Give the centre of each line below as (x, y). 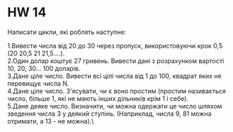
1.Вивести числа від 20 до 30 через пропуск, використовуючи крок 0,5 (115, 45)
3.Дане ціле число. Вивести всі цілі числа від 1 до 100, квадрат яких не (114, 76)
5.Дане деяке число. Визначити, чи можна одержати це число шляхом (115, 106)
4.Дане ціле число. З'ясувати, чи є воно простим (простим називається (117, 91)
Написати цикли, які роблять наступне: (67, 32)
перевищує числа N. (38, 83)
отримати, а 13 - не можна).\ (51, 121)
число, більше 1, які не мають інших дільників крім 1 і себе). (98, 98)
